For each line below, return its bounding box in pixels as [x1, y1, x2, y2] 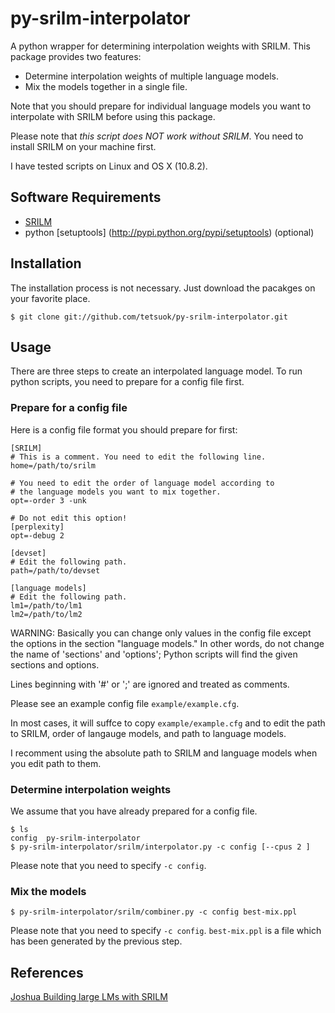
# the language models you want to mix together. [10, 487, 222, 497]
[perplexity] [10, 522, 65, 532]
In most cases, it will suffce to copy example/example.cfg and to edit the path [10, 717, 326, 729]
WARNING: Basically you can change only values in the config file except [10, 627, 312, 639]
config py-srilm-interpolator [10, 833, 141, 843]
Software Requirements [10, 189, 162, 206]
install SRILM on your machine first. [10, 140, 157, 152]
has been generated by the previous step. [10, 935, 183, 947]
